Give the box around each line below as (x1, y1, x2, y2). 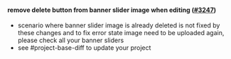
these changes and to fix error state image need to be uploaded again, (17, 29, 225, 37)
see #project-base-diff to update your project (17, 44, 151, 52)
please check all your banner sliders (17, 36, 124, 45)
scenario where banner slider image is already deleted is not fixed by (17, 21, 220, 29)
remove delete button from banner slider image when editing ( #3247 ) (7, 6, 217, 14)
